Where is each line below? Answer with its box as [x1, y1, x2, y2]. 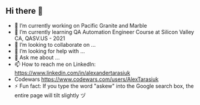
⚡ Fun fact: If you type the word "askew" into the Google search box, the [14, 82, 194, 89]
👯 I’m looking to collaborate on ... [14, 41, 96, 48]
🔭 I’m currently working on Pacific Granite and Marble [14, 22, 148, 29]
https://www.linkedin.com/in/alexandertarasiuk [14, 69, 130, 76]
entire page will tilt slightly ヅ [14, 91, 86, 99]
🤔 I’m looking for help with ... [14, 47, 85, 55]
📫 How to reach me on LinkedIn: [14, 61, 96, 68]
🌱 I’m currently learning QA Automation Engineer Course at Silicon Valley [14, 28, 195, 35]
